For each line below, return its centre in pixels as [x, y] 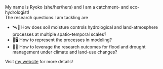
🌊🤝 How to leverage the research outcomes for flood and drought [79, 47]
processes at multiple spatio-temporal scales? [59, 34]
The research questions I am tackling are [47, 17]
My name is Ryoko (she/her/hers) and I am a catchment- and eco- [72, 7]
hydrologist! [17, 12]
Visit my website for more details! [39, 61]
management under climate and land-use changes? [65, 52]
